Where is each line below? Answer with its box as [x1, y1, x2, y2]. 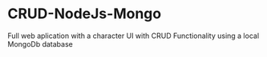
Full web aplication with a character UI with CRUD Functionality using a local [7, 31, 260, 40]
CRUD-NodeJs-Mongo [7, 5, 162, 23]
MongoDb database [7, 39, 73, 48]
